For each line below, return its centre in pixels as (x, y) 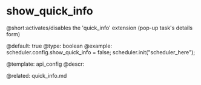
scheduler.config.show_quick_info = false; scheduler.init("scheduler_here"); (101, 52)
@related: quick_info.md (37, 75)
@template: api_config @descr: (45, 64)
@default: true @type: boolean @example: (59, 46)
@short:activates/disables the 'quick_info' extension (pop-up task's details (99, 28)
